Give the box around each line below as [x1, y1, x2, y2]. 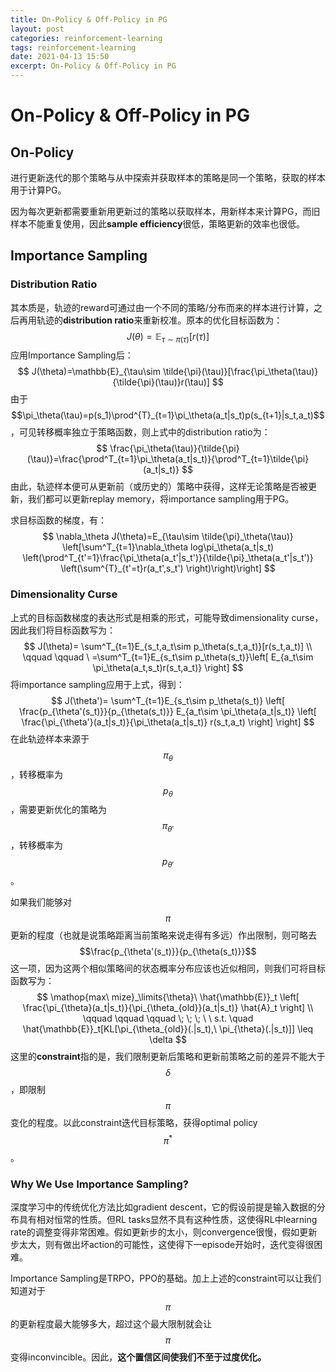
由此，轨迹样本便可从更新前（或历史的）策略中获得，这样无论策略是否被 [10, 481, 308, 493]
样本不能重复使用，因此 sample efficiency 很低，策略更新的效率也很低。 [10, 218, 306, 230]
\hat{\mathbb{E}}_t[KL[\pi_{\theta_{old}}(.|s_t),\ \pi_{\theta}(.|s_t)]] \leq [22, 1022, 314, 1035]
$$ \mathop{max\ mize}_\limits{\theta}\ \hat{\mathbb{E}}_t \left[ [36, 991, 300, 1003]
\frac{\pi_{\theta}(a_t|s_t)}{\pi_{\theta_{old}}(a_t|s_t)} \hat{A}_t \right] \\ [22, 1001, 314, 1013]
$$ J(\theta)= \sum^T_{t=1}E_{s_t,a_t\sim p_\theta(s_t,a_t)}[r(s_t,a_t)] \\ [23, 640, 313, 652]
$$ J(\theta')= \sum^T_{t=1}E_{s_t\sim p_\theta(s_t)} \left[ [50, 694, 286, 706]
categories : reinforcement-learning [10, 33, 163, 43]
